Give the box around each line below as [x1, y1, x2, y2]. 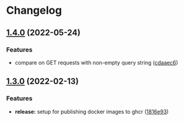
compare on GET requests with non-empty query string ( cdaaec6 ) [14, 59, 178, 66]
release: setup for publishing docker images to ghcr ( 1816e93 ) [14, 108, 169, 115]
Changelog [6, 4, 62, 17]
